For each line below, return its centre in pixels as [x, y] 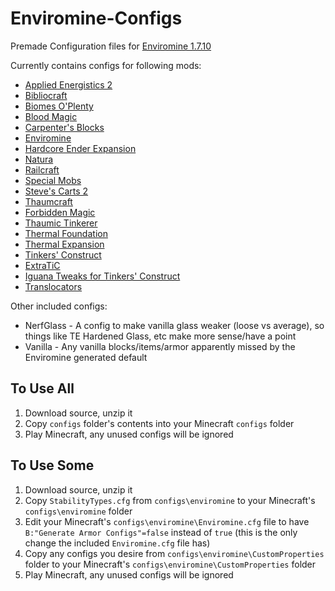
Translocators [53, 286]
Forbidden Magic [60, 212]
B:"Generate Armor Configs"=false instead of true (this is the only [161, 532]
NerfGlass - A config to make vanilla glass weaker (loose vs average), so [174, 325]
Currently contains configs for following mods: [106, 65]
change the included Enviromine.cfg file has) [117, 543]
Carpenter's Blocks [64, 127]
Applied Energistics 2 [68, 84]
